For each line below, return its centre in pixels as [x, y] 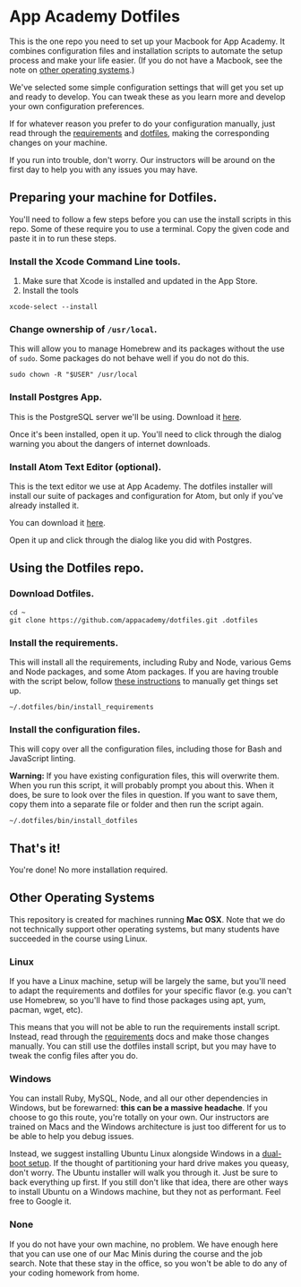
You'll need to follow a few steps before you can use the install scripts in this [150, 219]
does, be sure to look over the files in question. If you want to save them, [143, 795]
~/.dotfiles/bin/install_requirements [82, 707]
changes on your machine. [58, 142]
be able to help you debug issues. [72, 1137]
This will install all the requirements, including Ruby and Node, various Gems [150, 662]
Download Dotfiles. [52, 594]
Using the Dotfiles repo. [77, 568]
